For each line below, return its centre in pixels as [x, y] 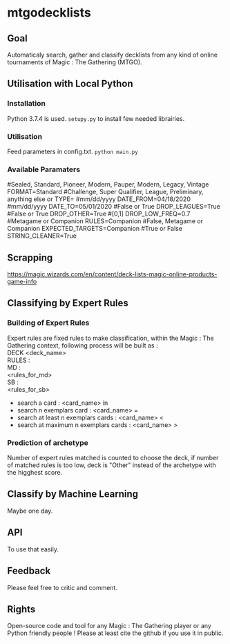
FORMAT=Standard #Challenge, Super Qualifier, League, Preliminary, [105, 192]
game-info [22, 282]
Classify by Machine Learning [73, 494]
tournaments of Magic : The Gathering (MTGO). [75, 62]
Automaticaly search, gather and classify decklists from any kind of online [112, 55]
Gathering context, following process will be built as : [83, 345]
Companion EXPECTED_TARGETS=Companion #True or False [95, 229]
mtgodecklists [49, 13]
